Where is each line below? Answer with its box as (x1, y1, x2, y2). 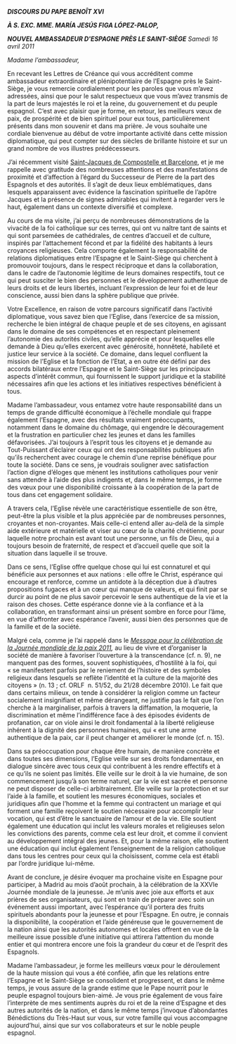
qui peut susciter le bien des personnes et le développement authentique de (7, 276, 228, 284)
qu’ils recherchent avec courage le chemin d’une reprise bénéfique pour (7, 453, 216, 461)
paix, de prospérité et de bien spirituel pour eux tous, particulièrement (7, 114, 210, 122)
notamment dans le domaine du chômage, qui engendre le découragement (7, 423, 224, 432)
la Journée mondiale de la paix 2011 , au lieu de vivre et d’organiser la (7, 643, 207, 652)
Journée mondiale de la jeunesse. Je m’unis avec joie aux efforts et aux (7, 888, 214, 896)
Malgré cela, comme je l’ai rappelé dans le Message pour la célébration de (7, 636, 223, 644)
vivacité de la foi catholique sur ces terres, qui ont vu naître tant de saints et (7, 224, 227, 232)
